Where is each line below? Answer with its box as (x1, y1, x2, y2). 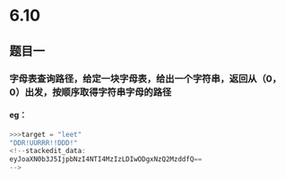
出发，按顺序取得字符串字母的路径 (24, 86, 172, 98)
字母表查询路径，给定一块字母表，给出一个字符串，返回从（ (9, 72, 267, 85)
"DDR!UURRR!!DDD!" (9, 138, 78, 148)
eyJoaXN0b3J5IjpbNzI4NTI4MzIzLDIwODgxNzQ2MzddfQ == (9, 155, 203, 164)
